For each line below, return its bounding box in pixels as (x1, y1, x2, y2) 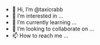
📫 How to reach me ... (12, 32, 68, 39)
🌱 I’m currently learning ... (12, 19, 77, 26)
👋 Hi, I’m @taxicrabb (12, 6, 64, 13)
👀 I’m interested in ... (12, 12, 64, 19)
